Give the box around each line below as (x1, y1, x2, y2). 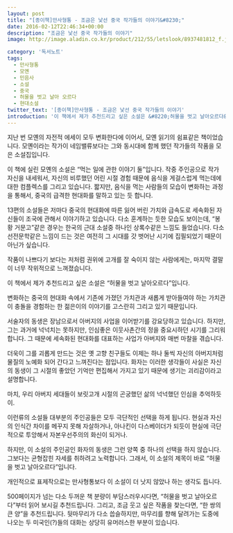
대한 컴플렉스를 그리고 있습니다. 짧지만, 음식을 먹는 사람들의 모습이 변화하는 (7, 182, 211, 191)
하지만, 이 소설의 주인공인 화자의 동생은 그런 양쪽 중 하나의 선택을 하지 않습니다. (7, 445, 222, 453)
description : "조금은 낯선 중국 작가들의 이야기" (7, 29, 133, 37)
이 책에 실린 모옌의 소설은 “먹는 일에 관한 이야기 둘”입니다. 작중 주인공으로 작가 (7, 164, 220, 174)
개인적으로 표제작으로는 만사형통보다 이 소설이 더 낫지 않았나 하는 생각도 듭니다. (7, 477, 222, 486)
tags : (7, 55, 23, 62)
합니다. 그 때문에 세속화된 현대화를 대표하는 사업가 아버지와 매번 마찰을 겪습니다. (7, 334, 224, 342)
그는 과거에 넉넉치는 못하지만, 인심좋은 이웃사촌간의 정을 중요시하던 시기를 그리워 (7, 325, 226, 334)
